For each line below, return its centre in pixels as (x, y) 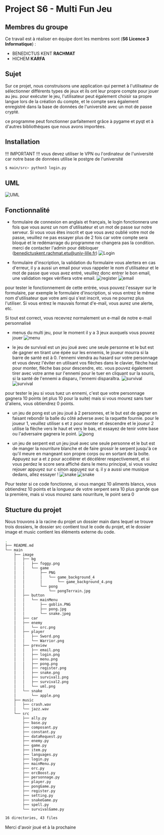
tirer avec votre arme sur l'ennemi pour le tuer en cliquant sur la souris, (83, 373)
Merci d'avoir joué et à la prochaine (41, 827)
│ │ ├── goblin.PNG (42, 605)
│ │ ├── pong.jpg (40, 609)
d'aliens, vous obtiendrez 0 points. (40, 404)
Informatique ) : (21, 44)
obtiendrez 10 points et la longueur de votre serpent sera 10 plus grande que (82, 489)
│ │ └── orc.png (35, 627)
